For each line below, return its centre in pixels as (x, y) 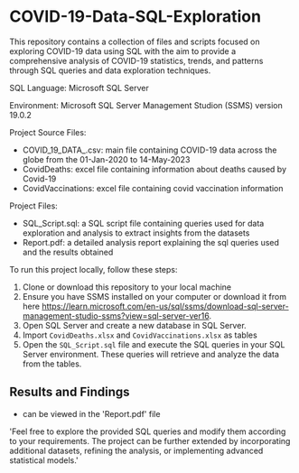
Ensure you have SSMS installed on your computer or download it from (154, 296)
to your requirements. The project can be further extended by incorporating (150, 441)
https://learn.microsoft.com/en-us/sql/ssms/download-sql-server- (165, 306)
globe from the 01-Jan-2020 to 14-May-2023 (106, 159)
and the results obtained (68, 252)
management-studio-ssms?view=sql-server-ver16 (116, 315)
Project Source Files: (48, 132)
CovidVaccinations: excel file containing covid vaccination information (153, 188)
